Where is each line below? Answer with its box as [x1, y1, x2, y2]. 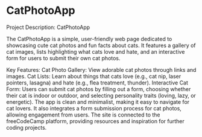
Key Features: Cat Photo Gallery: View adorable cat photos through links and [6, 66, 197, 73]
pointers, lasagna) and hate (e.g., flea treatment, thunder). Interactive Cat [6, 79, 189, 86]
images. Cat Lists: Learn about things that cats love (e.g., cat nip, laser [6, 72, 181, 80]
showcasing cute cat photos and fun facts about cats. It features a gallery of [6, 42, 196, 49]
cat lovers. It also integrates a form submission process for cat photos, [6, 104, 182, 112]
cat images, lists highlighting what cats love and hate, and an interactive [6, 48, 185, 55]
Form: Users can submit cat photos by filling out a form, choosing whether [6, 85, 191, 92]
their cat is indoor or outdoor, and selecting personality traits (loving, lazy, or [6, 92, 196, 99]
